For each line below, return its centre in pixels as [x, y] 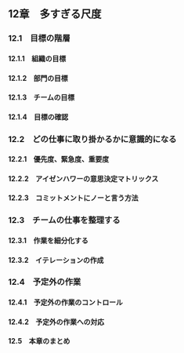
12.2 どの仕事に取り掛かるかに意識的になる [92, 139]
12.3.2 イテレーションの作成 [56, 260]
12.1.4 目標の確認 [38, 117]
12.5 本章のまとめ [39, 341]
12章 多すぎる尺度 [55, 14]
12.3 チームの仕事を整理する [64, 220]
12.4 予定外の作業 [45, 282]
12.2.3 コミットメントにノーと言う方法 [73, 198]
